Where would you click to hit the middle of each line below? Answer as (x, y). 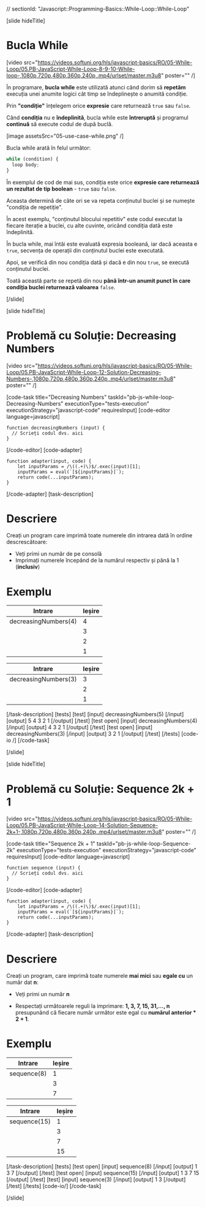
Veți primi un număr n (42, 994)
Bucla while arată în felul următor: (49, 148)
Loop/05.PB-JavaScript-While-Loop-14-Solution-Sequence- (82, 825)
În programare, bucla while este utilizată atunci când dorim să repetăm (96, 87)
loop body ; (26, 165)
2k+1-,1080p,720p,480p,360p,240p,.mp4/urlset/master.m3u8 (84, 832)
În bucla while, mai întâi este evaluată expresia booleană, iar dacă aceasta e (102, 244)
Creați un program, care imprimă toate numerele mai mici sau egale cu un (100, 976)
